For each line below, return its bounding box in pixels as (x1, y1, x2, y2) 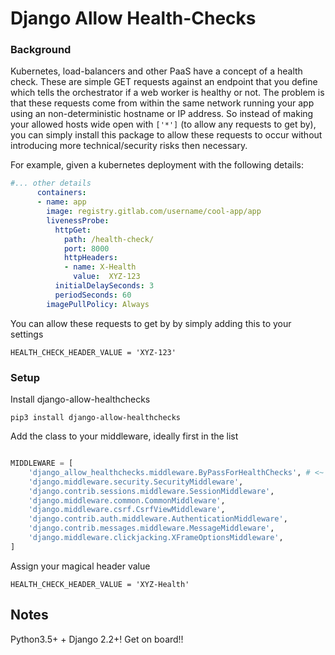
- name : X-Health (63, 262, 137, 272)
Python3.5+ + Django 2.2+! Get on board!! (10, 633, 184, 645)
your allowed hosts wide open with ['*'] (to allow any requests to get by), (10, 118, 317, 131)
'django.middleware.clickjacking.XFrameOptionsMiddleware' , (28, 533, 284, 543)
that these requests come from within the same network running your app (10, 97, 315, 109)
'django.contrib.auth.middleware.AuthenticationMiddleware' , (28, 514, 288, 524)
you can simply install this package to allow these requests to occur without (10, 129, 323, 141)
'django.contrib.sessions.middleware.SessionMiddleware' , (28, 486, 275, 496)
